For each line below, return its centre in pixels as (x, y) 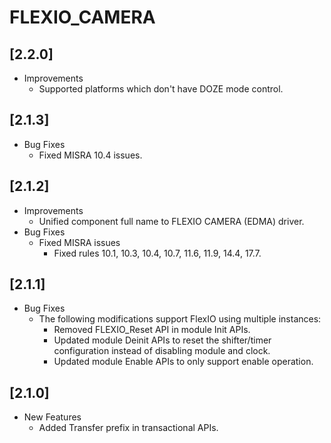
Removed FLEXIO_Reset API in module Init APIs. (152, 330)
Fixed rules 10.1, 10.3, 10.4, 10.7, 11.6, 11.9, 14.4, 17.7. (157, 253)
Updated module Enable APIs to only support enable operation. (183, 362)
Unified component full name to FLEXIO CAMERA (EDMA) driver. (171, 221)
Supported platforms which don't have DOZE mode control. (161, 89)
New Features (52, 417)
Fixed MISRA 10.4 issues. (90, 155)
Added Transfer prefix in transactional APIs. (128, 428)
